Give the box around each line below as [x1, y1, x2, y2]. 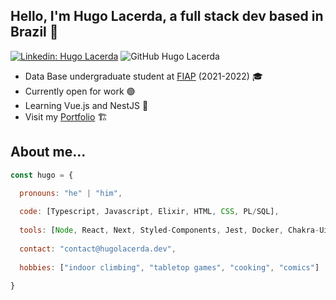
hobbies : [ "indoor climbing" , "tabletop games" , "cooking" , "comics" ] [19, 262, 320, 273]
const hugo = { [10, 170, 74, 180]
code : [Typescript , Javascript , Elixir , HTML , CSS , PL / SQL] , [19, 207, 280, 217]
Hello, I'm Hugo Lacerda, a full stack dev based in [10, 8, 324, 25]
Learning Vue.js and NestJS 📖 [24, 99, 149, 111]
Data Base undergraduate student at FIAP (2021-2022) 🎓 [24, 70, 263, 82]
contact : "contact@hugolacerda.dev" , [19, 244, 177, 254]
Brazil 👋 [10, 24, 59, 41]
